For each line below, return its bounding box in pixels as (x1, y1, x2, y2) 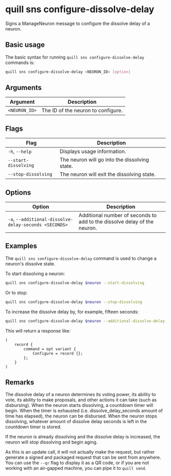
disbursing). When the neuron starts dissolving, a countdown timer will (5, 402, 154, 408)
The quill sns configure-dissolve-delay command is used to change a (5, 255, 157, 261)
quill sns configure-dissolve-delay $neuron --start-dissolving (5, 280, 145, 285)
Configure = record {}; (32, 351, 83, 356)
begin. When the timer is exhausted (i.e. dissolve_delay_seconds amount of (5, 408, 163, 414)
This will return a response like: (5, 328, 71, 334)
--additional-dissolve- (15, 217, 74, 222)
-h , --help (8, 148, 32, 155)
